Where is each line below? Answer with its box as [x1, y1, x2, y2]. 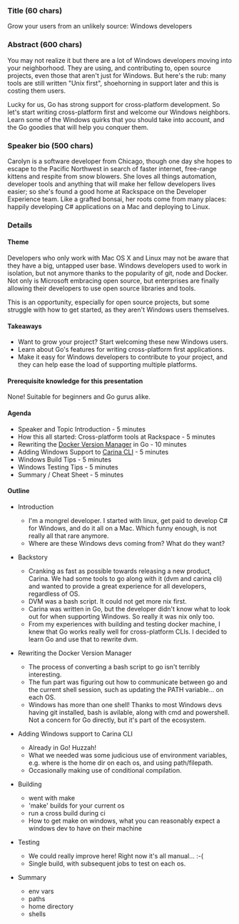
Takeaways [7, 322, 42, 330]
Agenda [7, 409, 31, 417]
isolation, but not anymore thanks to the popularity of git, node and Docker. [7, 269, 228, 278]
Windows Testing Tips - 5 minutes [17, 462, 119, 471]
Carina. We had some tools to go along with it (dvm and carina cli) [28, 574, 223, 583]
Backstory [17, 552, 49, 562]
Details [7, 220, 33, 230]
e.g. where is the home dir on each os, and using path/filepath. [28, 758, 213, 767]
